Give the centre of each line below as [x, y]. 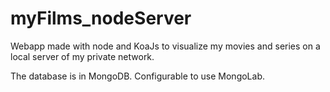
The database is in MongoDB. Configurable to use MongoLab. [138, 76]
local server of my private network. [82, 56]
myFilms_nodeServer [101, 18]
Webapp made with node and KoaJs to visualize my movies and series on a [165, 46]
